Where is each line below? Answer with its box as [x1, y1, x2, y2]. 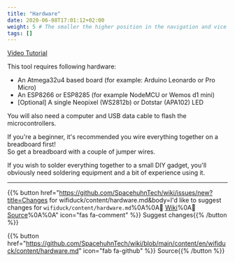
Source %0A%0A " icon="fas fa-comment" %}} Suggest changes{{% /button [7, 211, 227, 219]
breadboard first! [7, 140, 56, 149]
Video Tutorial [7, 49, 48, 57]
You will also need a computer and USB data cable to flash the [7, 112, 187, 120]
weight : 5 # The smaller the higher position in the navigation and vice [7, 23, 227, 30]
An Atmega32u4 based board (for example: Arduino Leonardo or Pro [17, 76, 215, 85]
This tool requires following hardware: [7, 62, 117, 71]
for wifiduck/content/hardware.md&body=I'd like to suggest [49, 196, 222, 205]
